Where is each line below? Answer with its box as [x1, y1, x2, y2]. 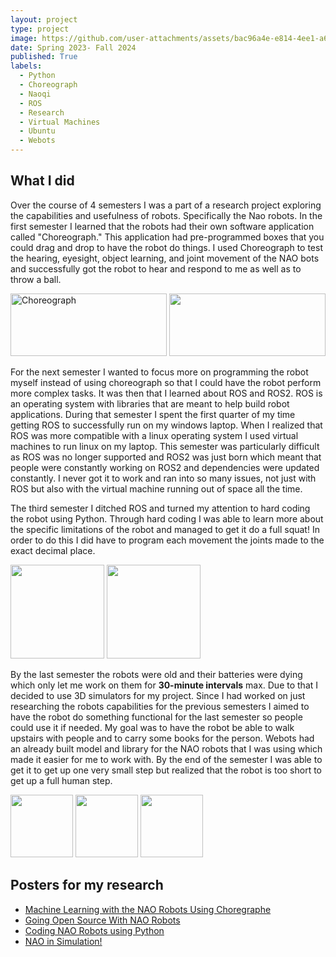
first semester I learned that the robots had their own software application [10, 220, 315, 232]
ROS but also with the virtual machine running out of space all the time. [10, 482, 303, 495]
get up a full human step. [10, 774, 113, 786]
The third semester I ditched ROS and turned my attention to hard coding [10, 502, 311, 514]
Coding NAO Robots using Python [24, 924, 165, 936]
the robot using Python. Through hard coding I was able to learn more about [10, 512, 324, 525]
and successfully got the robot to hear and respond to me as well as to [10, 262, 302, 275]
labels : [10, 61, 43, 71]
